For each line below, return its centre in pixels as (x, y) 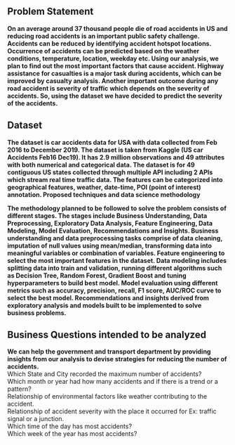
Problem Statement (51, 12)
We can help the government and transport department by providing (109, 352)
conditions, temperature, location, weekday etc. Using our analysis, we (113, 58)
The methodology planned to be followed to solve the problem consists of (117, 208)
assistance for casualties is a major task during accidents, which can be (115, 73)
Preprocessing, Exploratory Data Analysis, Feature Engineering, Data (110, 223)
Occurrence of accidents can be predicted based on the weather (103, 51)
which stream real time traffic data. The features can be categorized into (115, 179)
